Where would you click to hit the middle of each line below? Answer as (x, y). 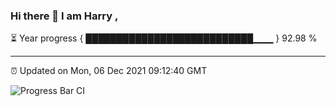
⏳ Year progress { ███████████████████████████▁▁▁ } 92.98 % (164, 38)
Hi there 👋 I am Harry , (64, 16)
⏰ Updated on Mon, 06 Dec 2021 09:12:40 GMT (109, 71)
